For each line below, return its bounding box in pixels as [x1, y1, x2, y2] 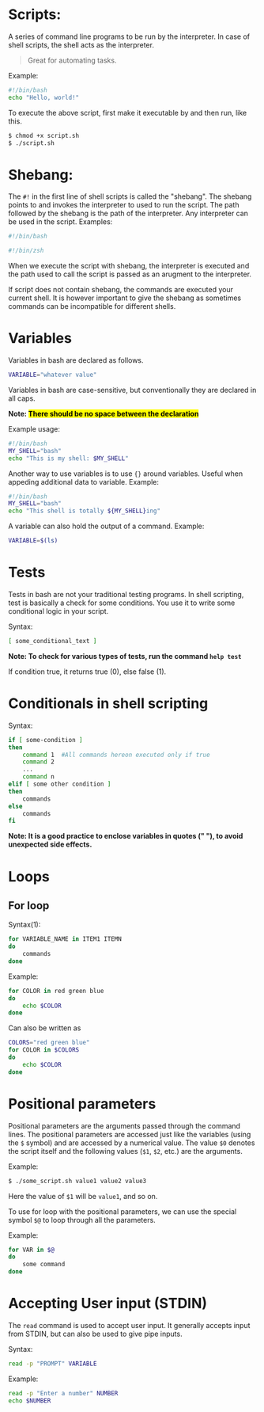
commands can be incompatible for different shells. [8, 302, 176, 311]
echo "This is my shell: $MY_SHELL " [8, 454, 129, 462]
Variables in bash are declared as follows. [8, 356, 144, 365]
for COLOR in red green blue [8, 987, 104, 995]
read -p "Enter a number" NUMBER [8, 1389, 119, 1397]
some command [22, 1261, 66, 1269]
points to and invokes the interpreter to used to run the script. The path [8, 200, 239, 210]
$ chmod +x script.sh [8, 131, 80, 139]
